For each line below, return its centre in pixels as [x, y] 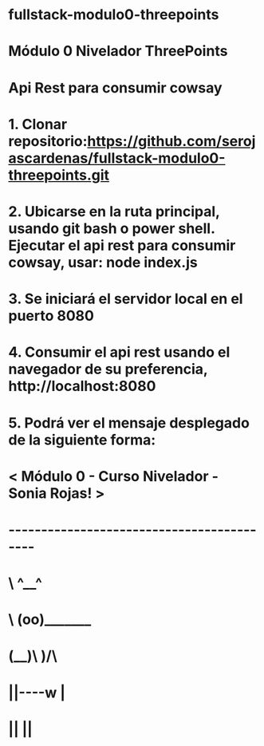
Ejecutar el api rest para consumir [122, 245]
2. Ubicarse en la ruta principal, [114, 211]
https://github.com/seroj [171, 141]
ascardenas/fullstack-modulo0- [117, 158]
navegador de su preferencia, [108, 369]
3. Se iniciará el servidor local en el [126, 299]
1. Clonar [38, 124]
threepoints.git [59, 175]
